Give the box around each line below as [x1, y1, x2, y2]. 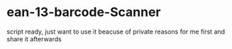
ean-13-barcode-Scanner [6, 4, 161, 20]
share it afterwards [6, 34, 62, 43]
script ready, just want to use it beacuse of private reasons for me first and [6, 27, 225, 36]
